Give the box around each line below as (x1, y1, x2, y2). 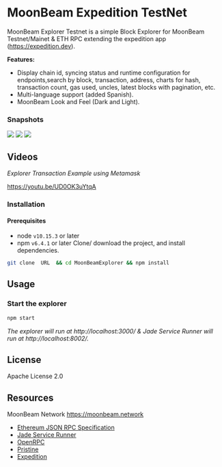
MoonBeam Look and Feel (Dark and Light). (16, 97, 140, 105)
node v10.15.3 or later (16, 231, 80, 240)
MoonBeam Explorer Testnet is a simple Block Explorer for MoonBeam (7, 27, 205, 36)
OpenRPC (16, 438, 45, 446)
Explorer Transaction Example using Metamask (7, 169, 141, 177)
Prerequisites (7, 216, 46, 225)
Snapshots (7, 114, 44, 124)
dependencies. (16, 247, 59, 255)
